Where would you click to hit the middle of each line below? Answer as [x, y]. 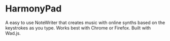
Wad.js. [13, 33]
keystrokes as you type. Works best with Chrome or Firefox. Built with [78, 27]
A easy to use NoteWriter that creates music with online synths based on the [85, 22]
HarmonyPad [33, 9]
